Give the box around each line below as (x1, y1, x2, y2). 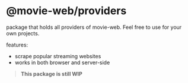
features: (6, 41, 28, 48)
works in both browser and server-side (14, 59, 110, 66)
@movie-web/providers (6, 4, 127, 18)
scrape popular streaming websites (14, 52, 101, 59)
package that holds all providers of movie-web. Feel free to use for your (6, 24, 182, 31)
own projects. (6, 29, 40, 36)
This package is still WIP (20, 70, 83, 77)
